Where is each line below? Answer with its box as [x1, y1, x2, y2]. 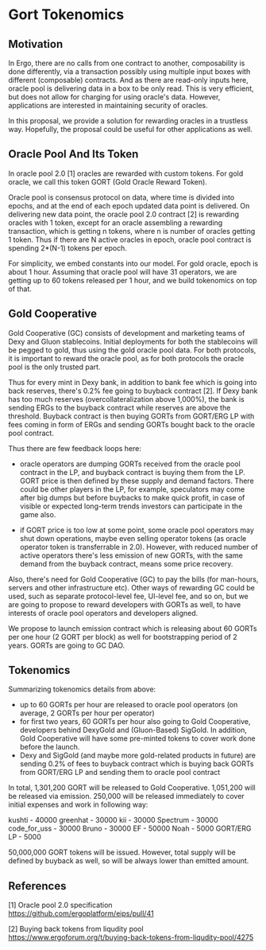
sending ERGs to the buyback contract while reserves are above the [8, 403, 231, 412]
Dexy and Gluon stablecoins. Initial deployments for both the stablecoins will [8, 337, 258, 346]
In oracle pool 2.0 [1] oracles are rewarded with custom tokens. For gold [8, 169, 244, 178]
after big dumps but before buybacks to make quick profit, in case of [19, 493, 245, 502]
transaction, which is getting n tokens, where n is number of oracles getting [8, 226, 256, 236]
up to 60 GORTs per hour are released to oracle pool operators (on [19, 700, 238, 710]
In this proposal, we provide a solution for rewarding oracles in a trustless [8, 116, 249, 125]
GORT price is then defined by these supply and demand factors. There [19, 476, 254, 485]
